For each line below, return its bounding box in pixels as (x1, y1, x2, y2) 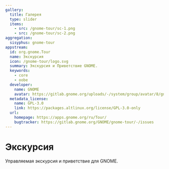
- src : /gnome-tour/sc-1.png (14, 26, 75, 31)
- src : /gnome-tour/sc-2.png (14, 31, 75, 36)
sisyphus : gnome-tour (10, 40, 55, 45)
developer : (10, 82, 33, 87)
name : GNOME (14, 87, 39, 92)
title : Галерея (10, 12, 42, 17)
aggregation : (5, 36, 33, 41)
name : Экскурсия (10, 54, 44, 59)
